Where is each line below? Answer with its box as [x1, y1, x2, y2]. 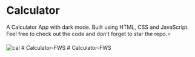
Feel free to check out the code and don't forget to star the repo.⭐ [6, 30, 171, 37]
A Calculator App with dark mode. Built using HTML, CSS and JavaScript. [6, 23, 189, 31]
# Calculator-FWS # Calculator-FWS [21, 44, 111, 51]
